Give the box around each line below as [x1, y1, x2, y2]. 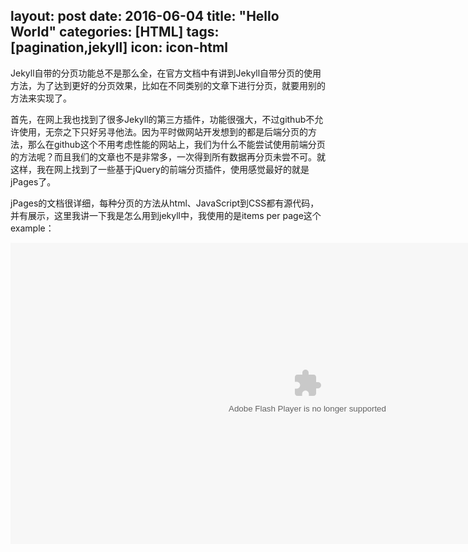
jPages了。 [10, 175, 57, 188]
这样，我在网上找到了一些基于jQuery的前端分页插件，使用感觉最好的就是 [10, 163, 310, 175]
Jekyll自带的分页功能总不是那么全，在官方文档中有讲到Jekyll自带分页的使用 [10, 67, 322, 79]
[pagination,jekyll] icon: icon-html [10, 39, 228, 56]
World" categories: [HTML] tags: [10, 24, 220, 41]
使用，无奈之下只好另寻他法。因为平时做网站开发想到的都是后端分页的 [18, 125, 308, 138]
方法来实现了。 [10, 92, 72, 104]
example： [10, 222, 55, 234]
